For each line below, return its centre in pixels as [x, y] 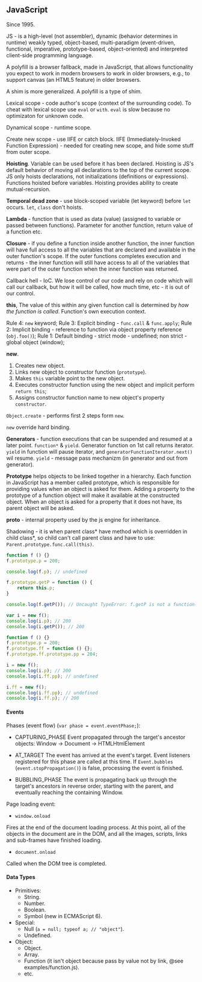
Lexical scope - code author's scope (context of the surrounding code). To [99, 103]
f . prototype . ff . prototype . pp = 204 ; [52, 654]
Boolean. [35, 909]
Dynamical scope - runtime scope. [49, 127]
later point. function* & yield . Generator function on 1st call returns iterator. [100, 445]
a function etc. [24, 232]
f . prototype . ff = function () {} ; [50, 649]
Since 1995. [20, 24]
